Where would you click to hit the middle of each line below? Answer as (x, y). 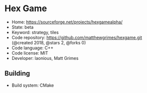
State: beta (23, 27)
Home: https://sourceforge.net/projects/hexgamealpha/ (67, 22)
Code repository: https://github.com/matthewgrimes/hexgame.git (77, 37)
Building (17, 74)
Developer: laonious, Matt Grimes (45, 58)
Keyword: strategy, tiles (35, 32)
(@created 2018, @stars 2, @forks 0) (49, 42)
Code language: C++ (33, 48)
